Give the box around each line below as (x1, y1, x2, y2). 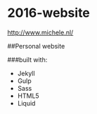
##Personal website (7, 42, 65, 50)
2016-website (7, 5, 90, 21)
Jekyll (17, 69, 35, 77)
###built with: (7, 55, 48, 64)
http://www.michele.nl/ (7, 28, 74, 37)
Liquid (17, 99, 36, 107)
